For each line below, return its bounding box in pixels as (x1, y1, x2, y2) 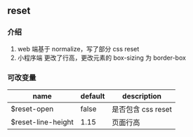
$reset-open (11, 104, 54, 114)
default (80, 91, 105, 100)
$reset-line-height (11, 117, 74, 126)
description (122, 91, 162, 100)
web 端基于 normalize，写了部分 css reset (17, 44, 140, 53)
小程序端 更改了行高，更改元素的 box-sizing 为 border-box (17, 53, 186, 62)
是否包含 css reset (112, 104, 172, 114)
